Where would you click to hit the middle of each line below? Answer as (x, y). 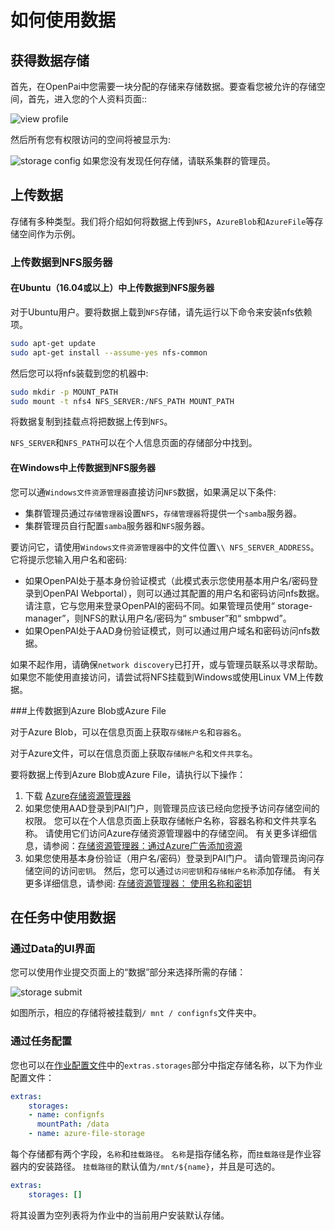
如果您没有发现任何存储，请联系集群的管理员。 (179, 160)
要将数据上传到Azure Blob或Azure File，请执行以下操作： (128, 774)
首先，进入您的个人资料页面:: (87, 99)
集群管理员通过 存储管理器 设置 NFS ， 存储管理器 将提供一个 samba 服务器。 (163, 513)
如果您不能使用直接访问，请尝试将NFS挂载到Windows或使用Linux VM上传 (162, 677)
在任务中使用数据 (63, 917)
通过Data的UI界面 (53, 948)
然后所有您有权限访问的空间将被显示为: (91, 139)
